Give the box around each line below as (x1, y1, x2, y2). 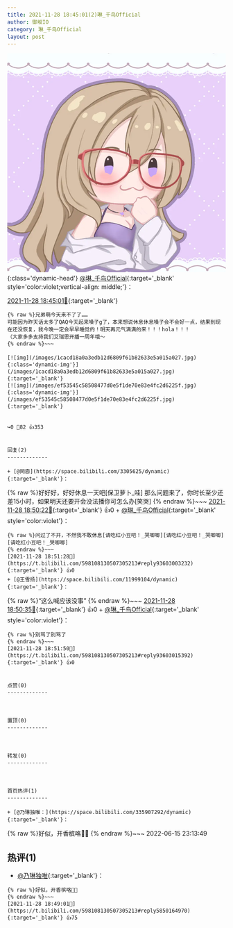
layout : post (7, 33, 45, 40)
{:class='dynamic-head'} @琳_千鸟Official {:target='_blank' (7, 274, 175, 283)
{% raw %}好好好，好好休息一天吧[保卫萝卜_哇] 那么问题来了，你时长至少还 (7, 488, 224, 497)
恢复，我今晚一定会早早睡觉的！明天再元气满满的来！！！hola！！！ (22, 326, 191, 333)
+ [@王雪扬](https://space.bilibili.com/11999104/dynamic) (7, 577, 178, 583)
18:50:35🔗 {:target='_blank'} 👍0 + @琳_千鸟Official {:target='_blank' (7, 605, 200, 614)
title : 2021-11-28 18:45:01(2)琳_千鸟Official (7, 11, 141, 18)
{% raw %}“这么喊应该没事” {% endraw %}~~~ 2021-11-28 (7, 597, 175, 605)
